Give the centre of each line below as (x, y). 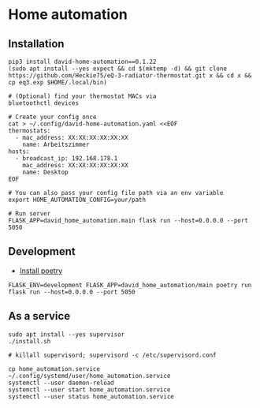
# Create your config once (52, 117)
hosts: (19, 152)
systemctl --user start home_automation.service (89, 389)
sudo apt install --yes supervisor (67, 334)
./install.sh (30, 341)
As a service (39, 316)
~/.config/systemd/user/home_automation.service (89, 376)
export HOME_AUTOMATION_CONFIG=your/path (77, 200)
